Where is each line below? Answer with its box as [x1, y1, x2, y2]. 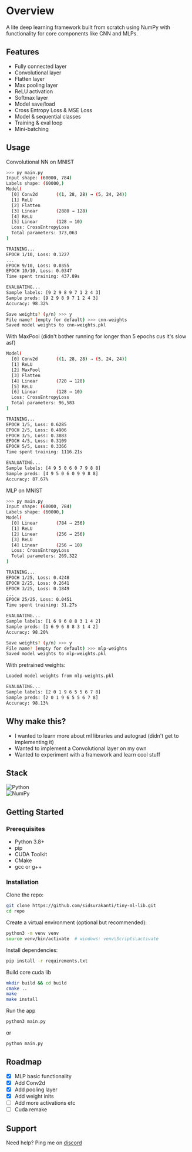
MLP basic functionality [14, 1072, 72, 1079]
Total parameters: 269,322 [11, 553, 78, 559]
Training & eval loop [14, 119, 63, 126]
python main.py [6, 1040, 43, 1047]
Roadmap [6, 1057, 42, 1067]
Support [6, 1123, 37, 1134]
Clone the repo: [6, 891, 44, 898]
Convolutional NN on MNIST [6, 158, 75, 165]
